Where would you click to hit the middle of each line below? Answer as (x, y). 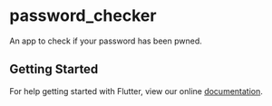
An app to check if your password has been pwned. (106, 41)
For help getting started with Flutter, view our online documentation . (136, 91)
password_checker (83, 16)
